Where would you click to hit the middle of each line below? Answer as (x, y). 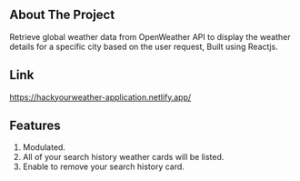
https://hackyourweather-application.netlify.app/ (100, 97)
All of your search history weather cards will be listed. (123, 157)
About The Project (62, 15)
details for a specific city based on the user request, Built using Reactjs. (144, 46)
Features (35, 126)
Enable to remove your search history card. (103, 166)
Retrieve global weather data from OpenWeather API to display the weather (150, 36)
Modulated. (44, 147)
